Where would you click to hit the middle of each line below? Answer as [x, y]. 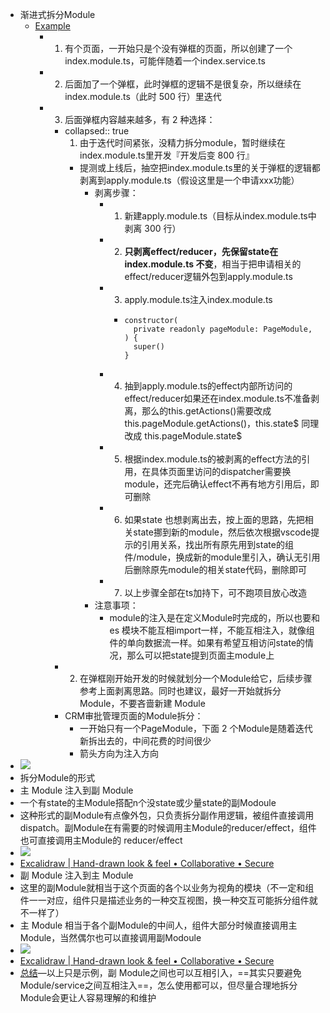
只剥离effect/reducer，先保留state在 [201, 251]
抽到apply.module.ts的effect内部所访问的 [208, 386]
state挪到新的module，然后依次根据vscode [222, 532]
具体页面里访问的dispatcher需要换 [221, 471]
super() [149, 347]
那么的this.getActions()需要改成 [206, 411]
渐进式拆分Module [57, 14]
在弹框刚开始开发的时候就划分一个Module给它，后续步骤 [196, 678]
